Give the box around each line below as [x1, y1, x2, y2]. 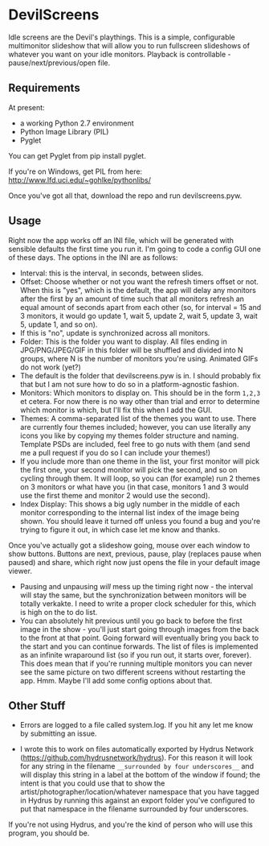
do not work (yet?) [19, 362, 82, 372]
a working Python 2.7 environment [19, 118, 134, 128]
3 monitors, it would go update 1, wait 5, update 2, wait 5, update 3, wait [19, 311, 259, 320]
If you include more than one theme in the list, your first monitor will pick [19, 456, 259, 466]
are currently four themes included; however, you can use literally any [19, 422, 251, 431]
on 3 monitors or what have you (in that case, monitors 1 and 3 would [19, 481, 249, 492]
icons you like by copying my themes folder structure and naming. [19, 431, 239, 440]
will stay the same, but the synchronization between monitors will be [19, 590, 247, 600]
